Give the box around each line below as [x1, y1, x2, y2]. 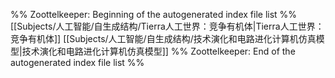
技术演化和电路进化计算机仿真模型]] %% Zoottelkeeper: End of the [21, 45, 296, 57]
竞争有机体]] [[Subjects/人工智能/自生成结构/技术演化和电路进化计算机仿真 [10, 33, 317, 44]
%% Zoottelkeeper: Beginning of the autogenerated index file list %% [10, 9, 298, 20]
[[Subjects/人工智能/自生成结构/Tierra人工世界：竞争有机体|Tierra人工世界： [10, 20, 325, 32]
